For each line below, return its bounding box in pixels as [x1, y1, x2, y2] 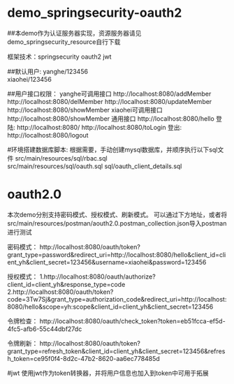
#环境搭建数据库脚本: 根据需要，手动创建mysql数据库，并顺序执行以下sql [7, 145, 218, 154]
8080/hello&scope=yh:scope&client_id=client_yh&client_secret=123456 [7, 302, 214, 311]
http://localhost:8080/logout [7, 131, 89, 139]
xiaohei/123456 [7, 75, 52, 83]
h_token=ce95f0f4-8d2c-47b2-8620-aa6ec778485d [7, 354, 161, 362]
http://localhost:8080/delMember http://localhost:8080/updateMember [7, 97, 212, 105]
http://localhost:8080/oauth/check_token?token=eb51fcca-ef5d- [39, 316, 226, 325]
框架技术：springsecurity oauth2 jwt [7, 52, 112, 61]
